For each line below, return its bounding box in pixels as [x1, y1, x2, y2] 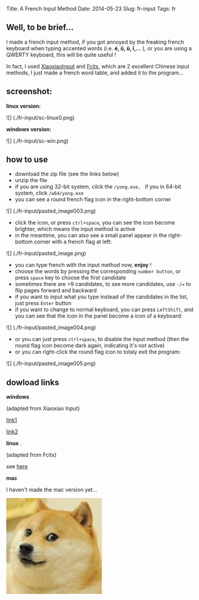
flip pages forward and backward [14, 287, 97, 294]
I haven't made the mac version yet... [6, 486, 97, 493]
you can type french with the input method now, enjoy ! [14, 261, 152, 269]
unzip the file [14, 177, 48, 184]
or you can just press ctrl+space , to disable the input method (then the [14, 336, 189, 343]
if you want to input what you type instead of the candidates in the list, [14, 293, 188, 300]
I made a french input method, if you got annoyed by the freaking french [6, 38, 184, 46]
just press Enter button [14, 300, 72, 307]
